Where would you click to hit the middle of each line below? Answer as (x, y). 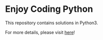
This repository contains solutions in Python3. (52, 23)
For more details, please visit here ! (40, 32)
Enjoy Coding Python (49, 9)
